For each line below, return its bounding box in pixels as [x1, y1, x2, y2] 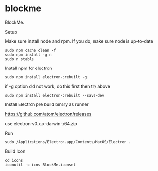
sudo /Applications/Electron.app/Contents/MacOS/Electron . [5, 139, 131, 144]
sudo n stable [5, 56, 34, 62]
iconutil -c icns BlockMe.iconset [5, 162, 76, 167]
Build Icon [5, 148, 26, 154]
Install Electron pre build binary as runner [5, 102, 89, 107]
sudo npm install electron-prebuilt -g [5, 74, 87, 79]
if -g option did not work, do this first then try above [5, 83, 111, 89]
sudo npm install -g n [5, 52, 52, 57]
